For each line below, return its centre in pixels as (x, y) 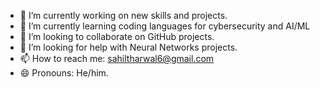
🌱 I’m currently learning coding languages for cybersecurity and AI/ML (165, 26)
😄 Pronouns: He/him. (64, 73)
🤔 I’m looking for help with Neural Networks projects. (128, 47)
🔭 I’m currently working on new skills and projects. (123, 15)
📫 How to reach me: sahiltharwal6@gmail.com (117, 58)
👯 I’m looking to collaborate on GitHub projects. (117, 36)
